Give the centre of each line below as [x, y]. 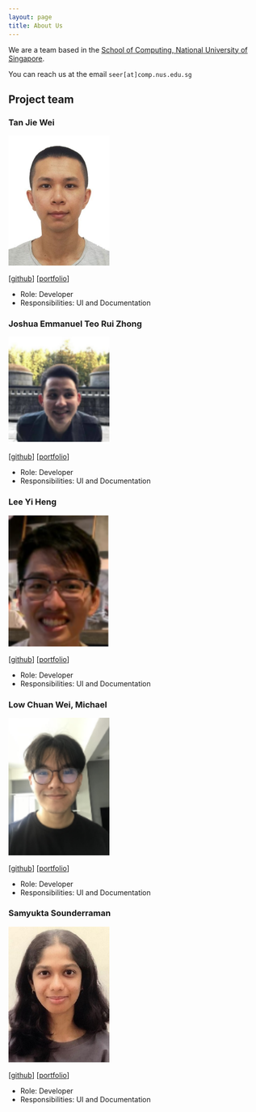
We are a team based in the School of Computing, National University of [128, 49]
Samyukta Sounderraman [60, 913]
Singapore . [27, 58]
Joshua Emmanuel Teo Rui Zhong [76, 324]
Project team [41, 99]
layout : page [30, 17]
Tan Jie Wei [31, 122]
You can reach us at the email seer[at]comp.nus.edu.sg [100, 74]
